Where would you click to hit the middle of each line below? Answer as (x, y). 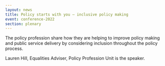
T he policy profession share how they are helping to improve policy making (82, 38)
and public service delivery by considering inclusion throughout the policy (81, 43)
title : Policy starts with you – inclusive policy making (67, 14)
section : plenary (23, 24)
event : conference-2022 (30, 19)
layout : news (19, 10)
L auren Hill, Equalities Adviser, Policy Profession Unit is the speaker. (75, 58)
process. (14, 48)
